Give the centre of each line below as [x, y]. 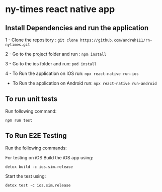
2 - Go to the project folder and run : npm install [56, 54]
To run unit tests [31, 99]
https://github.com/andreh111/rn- [116, 40]
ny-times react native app [60, 9]
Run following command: [31, 111]
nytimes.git [18, 45]
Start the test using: [26, 176]
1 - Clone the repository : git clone [42, 40]
